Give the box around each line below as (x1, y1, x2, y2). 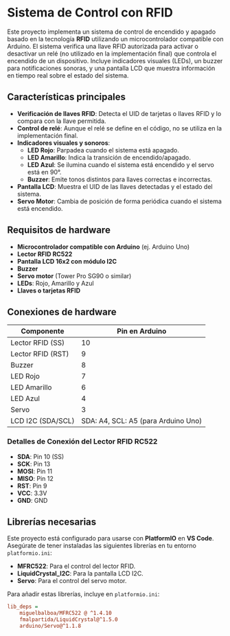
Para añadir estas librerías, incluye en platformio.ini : (7, 590, 160, 598)
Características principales (7, 91, 126, 103)
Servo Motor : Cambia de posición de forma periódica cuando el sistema (16, 197, 222, 205)
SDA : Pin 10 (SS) (16, 452, 65, 461)
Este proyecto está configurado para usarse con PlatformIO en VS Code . (7, 534, 214, 543)
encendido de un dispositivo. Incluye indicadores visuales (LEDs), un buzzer (7, 56, 223, 65)
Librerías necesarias (7, 516, 97, 528)
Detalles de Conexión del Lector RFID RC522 (7, 437, 158, 446)
